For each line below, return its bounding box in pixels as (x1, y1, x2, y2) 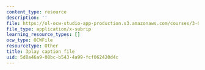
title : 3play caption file (6, 49, 75, 55)
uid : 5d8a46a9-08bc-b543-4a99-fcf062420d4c (6, 54, 119, 60)
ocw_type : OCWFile (6, 37, 53, 43)
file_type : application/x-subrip (6, 26, 92, 32)
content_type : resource (6, 9, 67, 15)
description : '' (6, 15, 48, 21)
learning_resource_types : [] (6, 32, 81, 38)
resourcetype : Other (6, 43, 59, 49)
